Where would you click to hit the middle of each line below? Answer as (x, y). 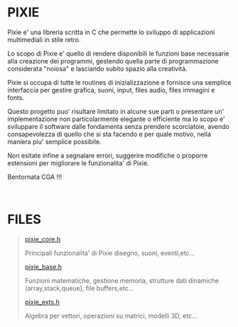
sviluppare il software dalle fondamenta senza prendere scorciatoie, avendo (118, 126)
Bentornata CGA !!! (35, 177)
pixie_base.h (43, 266)
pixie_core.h (43, 239)
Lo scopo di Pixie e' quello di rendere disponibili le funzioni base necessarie (118, 53)
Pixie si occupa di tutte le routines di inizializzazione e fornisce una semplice (119, 82)
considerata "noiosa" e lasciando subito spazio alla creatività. (97, 68)
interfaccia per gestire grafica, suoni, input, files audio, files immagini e (111, 90)
